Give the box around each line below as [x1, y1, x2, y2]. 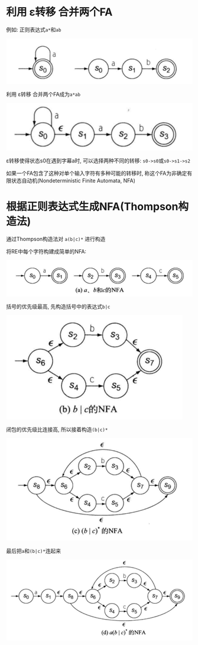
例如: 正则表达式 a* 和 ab [6, 26, 61, 33]
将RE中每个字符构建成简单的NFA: [6, 247, 87, 255]
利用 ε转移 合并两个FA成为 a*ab [6, 91, 81, 98]
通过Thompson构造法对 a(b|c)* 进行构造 [6, 235, 106, 242]
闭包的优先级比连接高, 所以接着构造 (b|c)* [6, 426, 108, 433]
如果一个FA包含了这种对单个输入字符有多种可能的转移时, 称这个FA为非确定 [6, 170, 187, 177]
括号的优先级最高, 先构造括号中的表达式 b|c [6, 303, 111, 310]
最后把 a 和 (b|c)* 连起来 [6, 548, 61, 555]
